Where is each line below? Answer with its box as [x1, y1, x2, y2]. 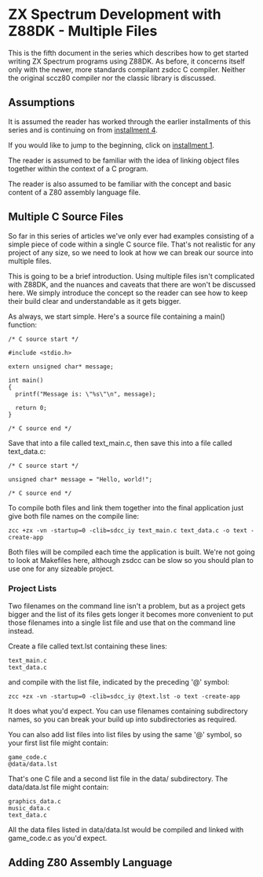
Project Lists [8, 583, 57, 594]
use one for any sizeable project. [8, 564, 115, 573]
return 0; [15, 404, 47, 411]
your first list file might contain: [8, 738, 108, 747]
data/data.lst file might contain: [8, 782, 109, 791]
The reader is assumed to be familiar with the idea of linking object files [8, 155, 239, 165]
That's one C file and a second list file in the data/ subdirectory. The [8, 773, 228, 783]
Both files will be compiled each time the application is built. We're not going [8, 547, 255, 557]
